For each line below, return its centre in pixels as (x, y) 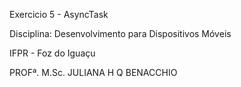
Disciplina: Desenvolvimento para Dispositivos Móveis (120, 33)
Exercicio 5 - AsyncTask (59, 14)
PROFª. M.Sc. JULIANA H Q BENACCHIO (93, 72)
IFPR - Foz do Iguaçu (52, 53)
